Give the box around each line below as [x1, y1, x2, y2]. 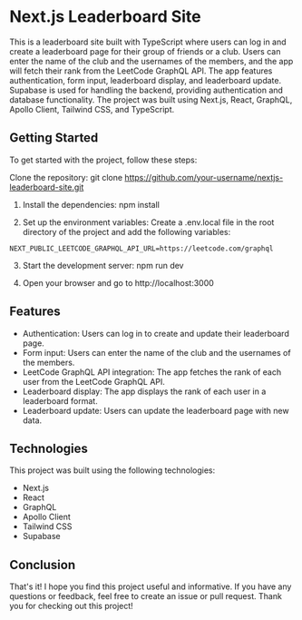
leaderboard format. [22, 395, 98, 406]
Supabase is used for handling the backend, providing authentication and [9, 84, 284, 95]
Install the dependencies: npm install [22, 199, 161, 210]
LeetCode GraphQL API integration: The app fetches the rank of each [22, 366, 282, 378]
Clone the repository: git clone [9, 172, 123, 182]
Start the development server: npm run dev [22, 260, 184, 271]
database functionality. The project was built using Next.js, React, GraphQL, [9, 93, 293, 105]
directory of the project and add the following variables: [22, 226, 231, 237]
